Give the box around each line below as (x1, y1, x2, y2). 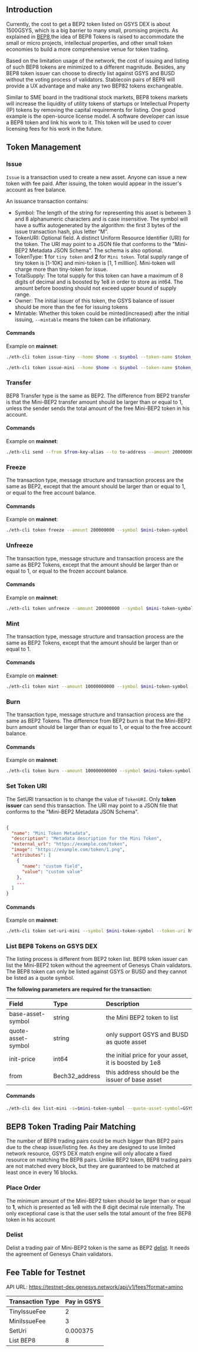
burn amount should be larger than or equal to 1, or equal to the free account (6, 724, 192, 731)
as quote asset (105, 1038, 147, 1046)
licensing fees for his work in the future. (6, 125, 103, 132)
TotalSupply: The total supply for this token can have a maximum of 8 (14, 272, 184, 279)
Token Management (6, 142, 81, 153)
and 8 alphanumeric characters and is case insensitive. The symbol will (14, 215, 188, 222)
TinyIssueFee (9, 1307, 46, 1315)
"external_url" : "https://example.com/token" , (11, 841, 128, 847)
